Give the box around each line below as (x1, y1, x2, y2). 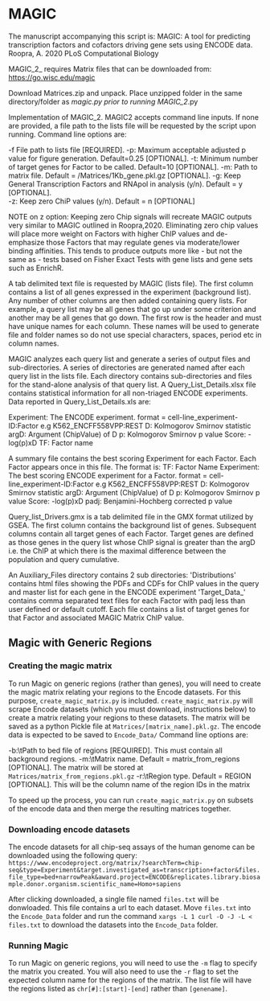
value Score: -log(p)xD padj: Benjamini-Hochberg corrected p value (8, 496, 233, 506)
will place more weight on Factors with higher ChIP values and (8, 228, 215, 238)
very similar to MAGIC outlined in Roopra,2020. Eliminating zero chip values (8, 220, 259, 230)
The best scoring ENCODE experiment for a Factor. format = (8, 470, 207, 480)
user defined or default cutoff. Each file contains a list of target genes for (8, 604, 250, 613)
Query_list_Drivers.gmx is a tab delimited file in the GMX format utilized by (8, 511, 254, 521)
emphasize (8, 237, 45, 247)
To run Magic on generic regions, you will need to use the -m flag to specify (8, 958, 258, 968)
